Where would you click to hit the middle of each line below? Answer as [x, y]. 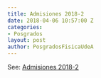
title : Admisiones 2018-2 [46, 14]
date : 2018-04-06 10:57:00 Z [51, 21]
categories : [25, 27]
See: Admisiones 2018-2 [43, 67]
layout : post [27, 40]
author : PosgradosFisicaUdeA [51, 47]
